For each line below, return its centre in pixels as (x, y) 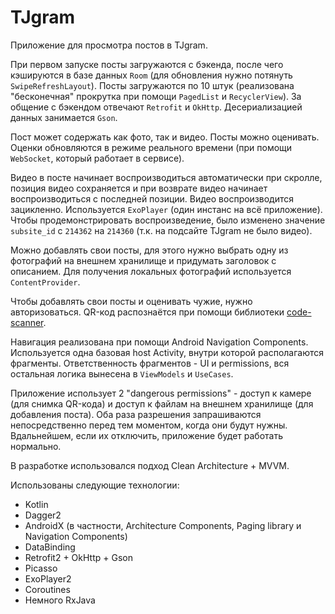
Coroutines (47, 589)
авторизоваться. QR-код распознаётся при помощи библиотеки (147, 312)
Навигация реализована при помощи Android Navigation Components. (159, 342)
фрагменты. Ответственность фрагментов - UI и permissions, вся (150, 363)
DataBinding (50, 547)
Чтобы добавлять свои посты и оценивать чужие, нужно (131, 301)
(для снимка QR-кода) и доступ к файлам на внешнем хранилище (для (162, 403)
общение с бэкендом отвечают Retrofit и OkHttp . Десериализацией (156, 107)
